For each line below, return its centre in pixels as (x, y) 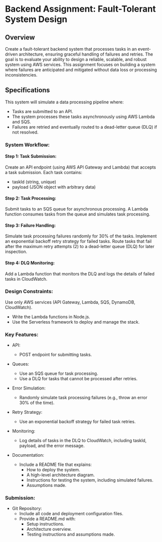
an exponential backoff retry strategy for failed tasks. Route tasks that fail (78, 241)
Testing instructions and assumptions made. (71, 534)
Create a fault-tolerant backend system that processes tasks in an (71, 49)
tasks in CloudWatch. (26, 279)
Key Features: (22, 334)
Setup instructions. (45, 524)
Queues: (20, 364)
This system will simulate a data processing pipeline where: (64, 102)
